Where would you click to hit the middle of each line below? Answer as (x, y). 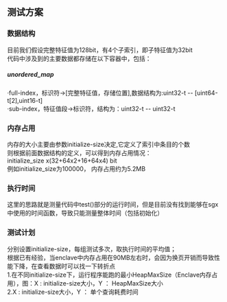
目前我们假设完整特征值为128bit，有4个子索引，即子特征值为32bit (100, 49)
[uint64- (206, 93)
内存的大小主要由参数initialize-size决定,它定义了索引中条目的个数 (99, 144)
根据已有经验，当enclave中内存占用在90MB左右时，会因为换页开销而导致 (111, 257)
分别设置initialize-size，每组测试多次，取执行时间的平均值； (92, 248)
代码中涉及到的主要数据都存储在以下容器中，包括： (79, 58)
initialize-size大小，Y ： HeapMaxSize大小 (103, 283)
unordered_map (31, 75)
